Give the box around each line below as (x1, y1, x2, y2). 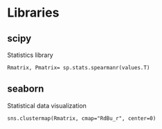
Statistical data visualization (7, 101, 87, 110)
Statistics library (7, 51, 53, 59)
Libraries (7, 5, 60, 21)
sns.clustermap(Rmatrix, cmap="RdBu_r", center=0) (7, 114, 156, 122)
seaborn (7, 83, 44, 95)
